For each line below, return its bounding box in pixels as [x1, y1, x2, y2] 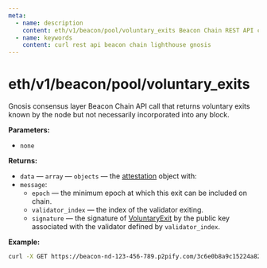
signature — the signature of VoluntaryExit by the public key [31, 213, 230, 223]
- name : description [15, 19, 83, 27]
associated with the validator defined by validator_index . [31, 222, 221, 232]
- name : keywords [15, 33, 73, 42]
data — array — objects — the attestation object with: [19, 171, 197, 181]
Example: [8, 237, 41, 247]
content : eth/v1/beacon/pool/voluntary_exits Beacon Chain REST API [22, 26, 254, 34]
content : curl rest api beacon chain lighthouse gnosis [22, 41, 212, 49]
